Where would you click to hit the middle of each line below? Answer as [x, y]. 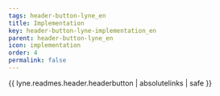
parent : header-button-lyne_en [61, 38]
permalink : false [37, 61]
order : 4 [23, 53]
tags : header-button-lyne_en [57, 16]
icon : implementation [45, 46]
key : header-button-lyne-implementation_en [83, 30]
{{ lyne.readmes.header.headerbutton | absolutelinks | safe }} [110, 83]
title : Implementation [46, 23]
